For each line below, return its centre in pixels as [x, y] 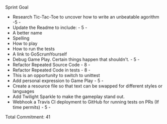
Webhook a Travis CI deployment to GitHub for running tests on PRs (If [86, 102]
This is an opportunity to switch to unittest [56, 75]
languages [23, 91]
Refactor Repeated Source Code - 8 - [51, 65]
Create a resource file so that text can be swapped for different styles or [87, 86]
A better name [27, 33]
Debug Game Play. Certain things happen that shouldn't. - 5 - [76, 59]
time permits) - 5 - [31, 107]
